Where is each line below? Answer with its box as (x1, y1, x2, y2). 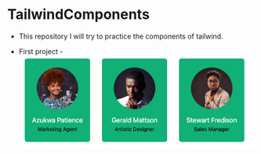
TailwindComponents (7, 5, 150, 24)
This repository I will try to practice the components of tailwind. (18, 31, 224, 41)
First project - (18, 46, 63, 56)
